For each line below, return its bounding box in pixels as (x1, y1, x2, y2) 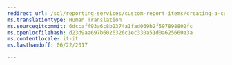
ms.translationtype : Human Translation (7, 16, 122, 23)
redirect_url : (7, 10, 48, 17)
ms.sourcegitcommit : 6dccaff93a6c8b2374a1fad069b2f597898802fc (7, 23, 193, 29)
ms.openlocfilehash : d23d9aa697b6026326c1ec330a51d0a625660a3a (7, 29, 193, 36)
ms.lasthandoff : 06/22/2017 (7, 42, 88, 49)
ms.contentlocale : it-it (7, 36, 79, 42)
